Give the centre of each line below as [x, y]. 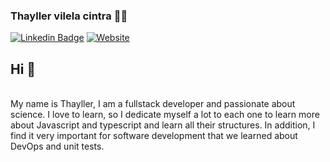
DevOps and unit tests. [57, 146]
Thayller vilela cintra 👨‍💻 [69, 16]
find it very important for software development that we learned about [154, 136]
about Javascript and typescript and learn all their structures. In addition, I [163, 125]
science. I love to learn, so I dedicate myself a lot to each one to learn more [165, 115]
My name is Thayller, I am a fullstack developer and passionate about [153, 104]
